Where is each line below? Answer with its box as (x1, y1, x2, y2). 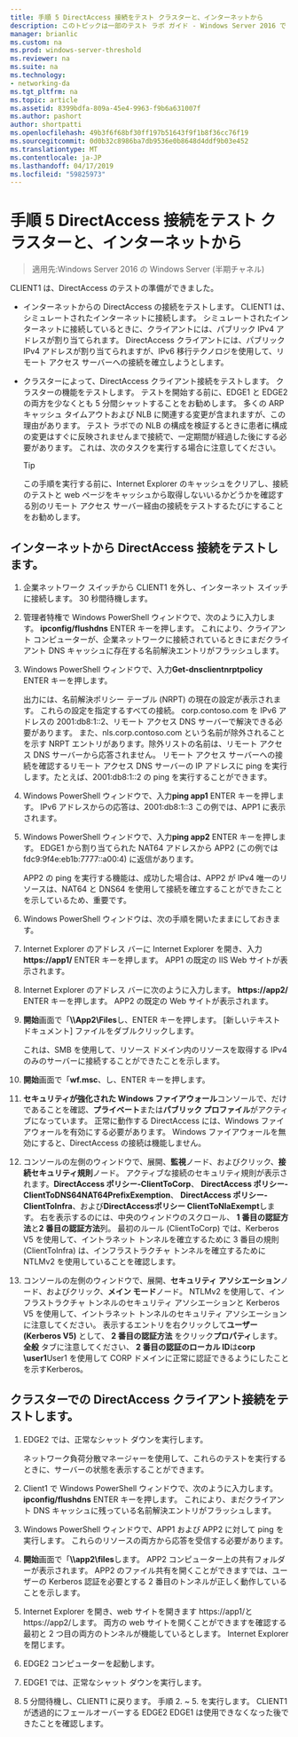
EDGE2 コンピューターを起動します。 (22, 1658, 160, 1669)
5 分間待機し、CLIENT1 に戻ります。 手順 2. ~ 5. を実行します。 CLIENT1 (22, 1695, 287, 1706)
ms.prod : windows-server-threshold (10, 46, 142, 55)
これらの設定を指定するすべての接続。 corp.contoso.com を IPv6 (40, 705, 278, 715)
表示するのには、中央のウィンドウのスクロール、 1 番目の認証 (55, 1212, 281, 1222)
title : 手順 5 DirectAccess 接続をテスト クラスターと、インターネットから (10, 12, 264, 22)
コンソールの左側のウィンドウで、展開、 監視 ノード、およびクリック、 (22, 1157, 278, 1167)
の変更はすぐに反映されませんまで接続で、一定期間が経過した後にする (22, 431, 279, 442)
